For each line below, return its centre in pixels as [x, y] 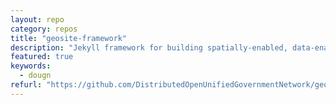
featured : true [42, 57]
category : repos [44, 29]
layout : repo [37, 19]
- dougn [35, 76]
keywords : [31, 66]
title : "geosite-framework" [69, 38]
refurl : [26, 85]
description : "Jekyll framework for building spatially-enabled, [149, 47]
